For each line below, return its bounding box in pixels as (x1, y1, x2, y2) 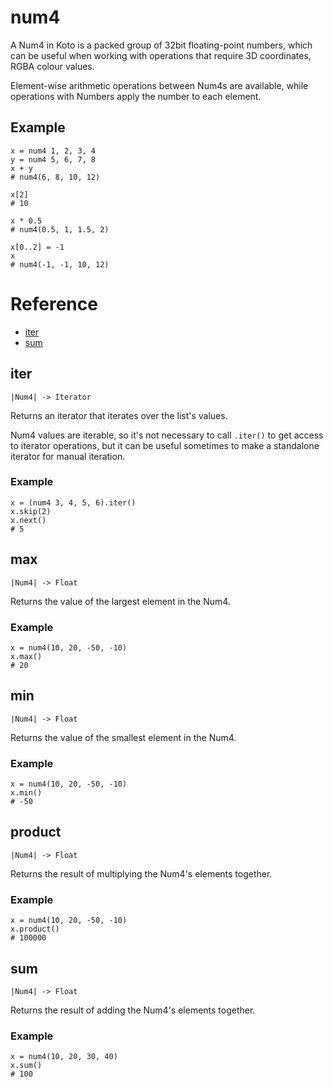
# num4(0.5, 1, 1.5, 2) (10, 224, 110, 235)
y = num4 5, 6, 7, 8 (10, 154, 97, 165)
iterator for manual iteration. (10, 450, 126, 462)
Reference (10, 292, 98, 315)
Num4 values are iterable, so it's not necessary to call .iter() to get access (10, 429, 324, 441)
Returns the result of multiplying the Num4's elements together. (10, 867, 273, 880)
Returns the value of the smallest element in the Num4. (10, 731, 237, 743)
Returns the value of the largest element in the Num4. (10, 595, 231, 607)
